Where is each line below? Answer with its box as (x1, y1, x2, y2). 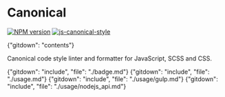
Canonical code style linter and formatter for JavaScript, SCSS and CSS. (7, 54, 212, 63)
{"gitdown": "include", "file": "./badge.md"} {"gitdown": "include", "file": (7, 67, 210, 76)
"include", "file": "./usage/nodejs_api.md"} (7, 82, 127, 90)
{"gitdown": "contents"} (7, 41, 74, 49)
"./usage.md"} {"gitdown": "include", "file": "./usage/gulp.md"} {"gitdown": (7, 74, 218, 83)
